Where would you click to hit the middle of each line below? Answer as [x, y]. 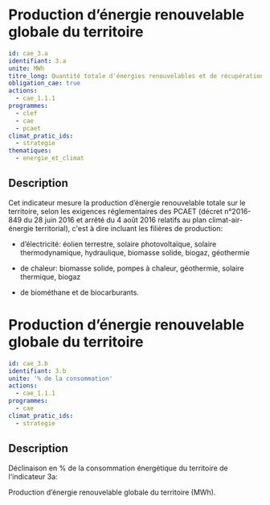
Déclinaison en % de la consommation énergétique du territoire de [118, 468]
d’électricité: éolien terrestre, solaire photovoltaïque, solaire [118, 244]
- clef [27, 113]
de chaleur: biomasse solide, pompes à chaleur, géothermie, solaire [132, 268]
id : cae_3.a [28, 53]
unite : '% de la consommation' [61, 379]
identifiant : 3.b [37, 371]
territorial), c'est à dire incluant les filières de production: [129, 228]
